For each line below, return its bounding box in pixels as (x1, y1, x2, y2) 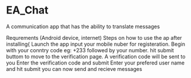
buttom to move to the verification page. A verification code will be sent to (6, 53, 186, 60)
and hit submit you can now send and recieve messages (6, 65, 142, 72)
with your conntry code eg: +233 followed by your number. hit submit (6, 46, 175, 53)
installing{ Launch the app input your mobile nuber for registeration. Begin (6, 40, 185, 48)
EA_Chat (6, 4, 49, 17)
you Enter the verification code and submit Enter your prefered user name (6, 59, 185, 66)
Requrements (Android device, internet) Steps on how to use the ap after (6, 34, 182, 41)
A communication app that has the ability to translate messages (6, 23, 160, 30)
